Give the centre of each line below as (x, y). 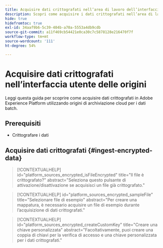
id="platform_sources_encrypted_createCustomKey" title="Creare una (87, 225)
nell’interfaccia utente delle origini (76, 84)
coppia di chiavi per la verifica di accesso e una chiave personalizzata (87, 235)
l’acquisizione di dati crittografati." (51, 210)
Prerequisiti (23, 123)
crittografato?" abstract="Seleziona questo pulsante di (71, 180)
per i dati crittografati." (39, 240)
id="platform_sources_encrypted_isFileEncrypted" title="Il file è (80, 175)
